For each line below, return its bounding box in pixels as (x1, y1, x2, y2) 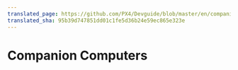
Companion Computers (7, 47, 148, 64)
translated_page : (7, 10, 59, 18)
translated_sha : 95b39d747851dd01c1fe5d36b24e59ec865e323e (7, 17, 186, 24)
